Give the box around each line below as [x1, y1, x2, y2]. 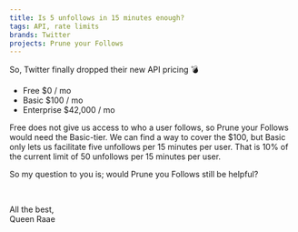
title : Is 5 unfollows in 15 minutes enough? [9, 13, 184, 23]
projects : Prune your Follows [9, 38, 124, 48]
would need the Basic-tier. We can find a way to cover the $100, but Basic [9, 132, 286, 143]
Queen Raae [9, 214, 56, 225]
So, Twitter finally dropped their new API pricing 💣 [9, 65, 199, 76]
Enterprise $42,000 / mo [22, 105, 115, 116]
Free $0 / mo [22, 86, 72, 96]
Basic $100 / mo [22, 95, 84, 106]
